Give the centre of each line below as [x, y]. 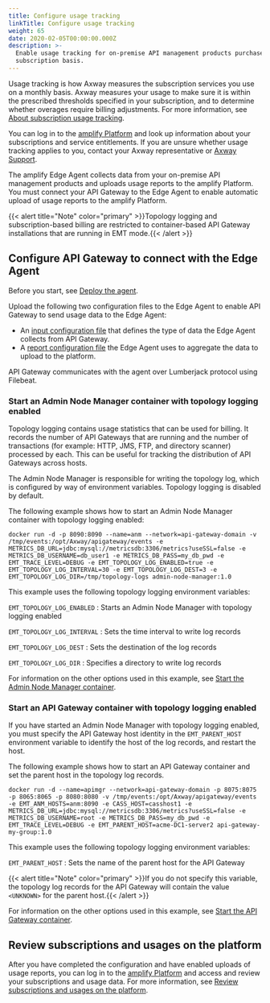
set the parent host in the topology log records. [86, 775]
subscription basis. [50, 61]
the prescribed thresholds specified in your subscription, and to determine [131, 101]
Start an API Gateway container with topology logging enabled [133, 707]
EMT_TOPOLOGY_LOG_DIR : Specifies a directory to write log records [115, 662]
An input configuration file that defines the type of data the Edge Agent [137, 330]
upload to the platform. [58, 356]
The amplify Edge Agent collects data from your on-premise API [115, 175]
